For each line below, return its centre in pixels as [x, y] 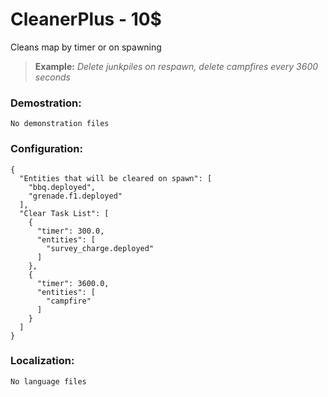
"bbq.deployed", [62, 187]
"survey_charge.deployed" [100, 248]
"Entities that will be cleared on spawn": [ [116, 178]
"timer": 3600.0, [73, 283]
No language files [48, 381]
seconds [52, 77]
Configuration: [46, 149]
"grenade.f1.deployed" [75, 196]
